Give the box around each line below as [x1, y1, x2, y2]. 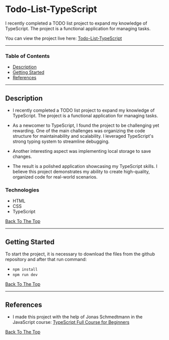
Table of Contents [5, 52, 50, 59]
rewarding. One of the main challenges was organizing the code [12, 128, 145, 134]
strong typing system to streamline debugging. [12, 138, 110, 144]
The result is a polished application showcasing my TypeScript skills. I [12, 163, 157, 169]
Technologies [5, 186, 39, 193]
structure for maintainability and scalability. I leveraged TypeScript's [12, 133, 154, 139]
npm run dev [12, 273, 38, 278]
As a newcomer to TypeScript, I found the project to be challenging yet [12, 122, 159, 129]
